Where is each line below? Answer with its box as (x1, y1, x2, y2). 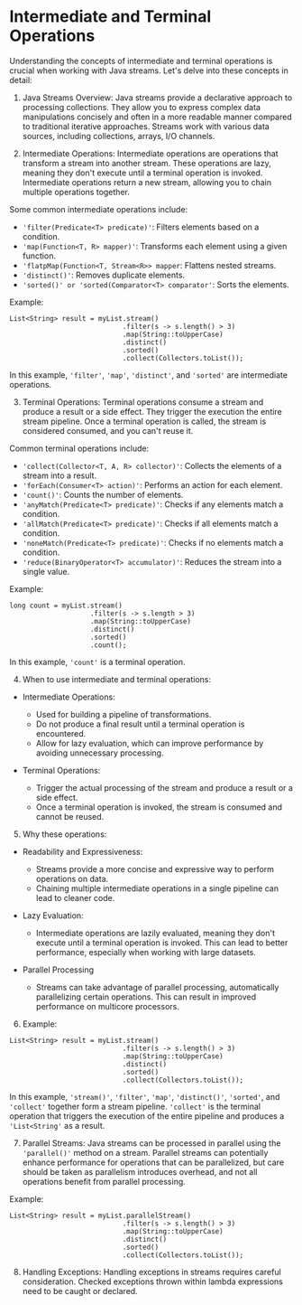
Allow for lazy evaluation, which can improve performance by (35, 737, 264, 748)
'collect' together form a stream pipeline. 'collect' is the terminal (9, 1101, 261, 1112)
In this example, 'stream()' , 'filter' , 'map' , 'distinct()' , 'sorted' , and (9, 1091, 280, 1102)
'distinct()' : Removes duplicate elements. (22, 269, 186, 280)
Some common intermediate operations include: (9, 203, 188, 214)
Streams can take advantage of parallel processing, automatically (35, 981, 279, 992)
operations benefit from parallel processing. (22, 1176, 187, 1187)
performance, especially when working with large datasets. (35, 946, 257, 957)
